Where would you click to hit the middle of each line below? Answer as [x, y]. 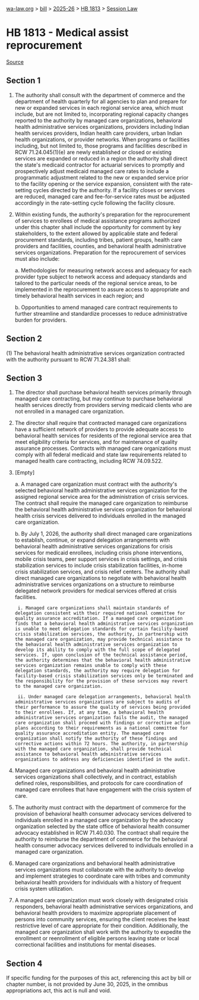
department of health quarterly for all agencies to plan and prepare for [101, 101]
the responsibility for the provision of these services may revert [101, 681]
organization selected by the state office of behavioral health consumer [102, 826]
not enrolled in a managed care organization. [70, 412]
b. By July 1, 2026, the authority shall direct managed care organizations [103, 534]
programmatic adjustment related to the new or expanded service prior [102, 177]
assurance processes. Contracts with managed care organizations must [103, 448]
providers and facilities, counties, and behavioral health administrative [100, 246]
